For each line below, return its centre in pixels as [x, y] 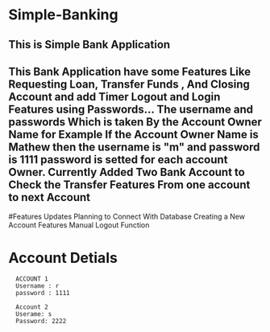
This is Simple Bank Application [89, 45]
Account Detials [63, 258]
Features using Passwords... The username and [131, 109]
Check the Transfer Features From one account [129, 184]
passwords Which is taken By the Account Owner [135, 122]
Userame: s [34, 314]
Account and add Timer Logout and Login [114, 97]
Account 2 [32, 307]
